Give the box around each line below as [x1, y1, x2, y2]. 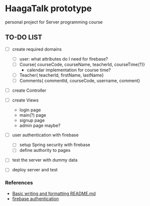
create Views [12, 97, 39, 103]
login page [19, 107, 41, 113]
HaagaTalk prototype [5, 3, 92, 14]
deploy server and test [12, 167, 58, 173]
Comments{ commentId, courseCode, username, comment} [19, 78, 140, 83]
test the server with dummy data [12, 157, 78, 163]
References [5, 179, 33, 186]
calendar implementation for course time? [26, 67, 111, 73]
